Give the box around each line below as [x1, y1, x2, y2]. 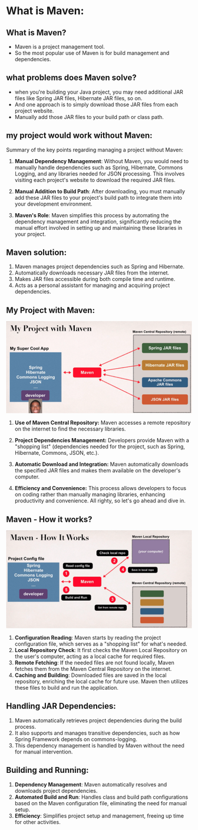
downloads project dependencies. [14, 787, 98, 794]
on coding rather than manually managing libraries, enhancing [14, 491, 166, 498]
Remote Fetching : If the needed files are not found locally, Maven [14, 659, 175, 666]
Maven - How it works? [6, 514, 93, 524]
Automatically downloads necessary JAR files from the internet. [14, 269, 170, 276]
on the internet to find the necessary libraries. [14, 425, 126, 432]
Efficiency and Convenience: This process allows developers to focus [14, 485, 187, 492]
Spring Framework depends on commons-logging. [14, 735, 137, 743]
